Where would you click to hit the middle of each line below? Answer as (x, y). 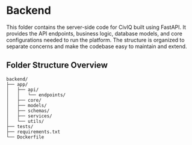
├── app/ (17, 84)
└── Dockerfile (25, 137)
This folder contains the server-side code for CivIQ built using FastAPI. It (96, 27)
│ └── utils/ (25, 121)
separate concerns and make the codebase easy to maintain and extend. (97, 46)
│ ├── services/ (29, 116)
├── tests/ (20, 126)
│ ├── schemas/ (28, 111)
